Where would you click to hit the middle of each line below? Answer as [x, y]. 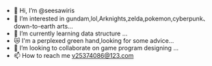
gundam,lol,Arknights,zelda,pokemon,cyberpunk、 [137, 18]
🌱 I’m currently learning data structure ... [70, 33]
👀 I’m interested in [39, 18]
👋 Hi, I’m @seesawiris [44, 11]
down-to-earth [35, 26]
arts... [65, 26]
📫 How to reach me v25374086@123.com [74, 55]
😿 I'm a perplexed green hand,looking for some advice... [94, 40]
